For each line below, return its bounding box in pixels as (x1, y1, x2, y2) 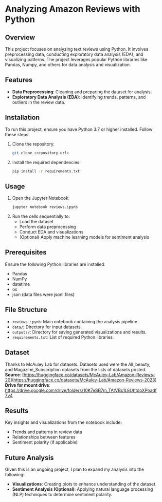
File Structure (5, 306, 47, 314)
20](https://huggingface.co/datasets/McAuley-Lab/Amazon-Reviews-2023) (5, 377, 157, 383)
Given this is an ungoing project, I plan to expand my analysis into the (5, 466, 144, 472)
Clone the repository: (12, 141, 55, 147)
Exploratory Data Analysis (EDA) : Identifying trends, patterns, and (12, 94, 146, 100)
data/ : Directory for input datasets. (12, 324, 82, 330)
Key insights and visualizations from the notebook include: (5, 419, 122, 425)
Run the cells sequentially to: (12, 213, 70, 219)
